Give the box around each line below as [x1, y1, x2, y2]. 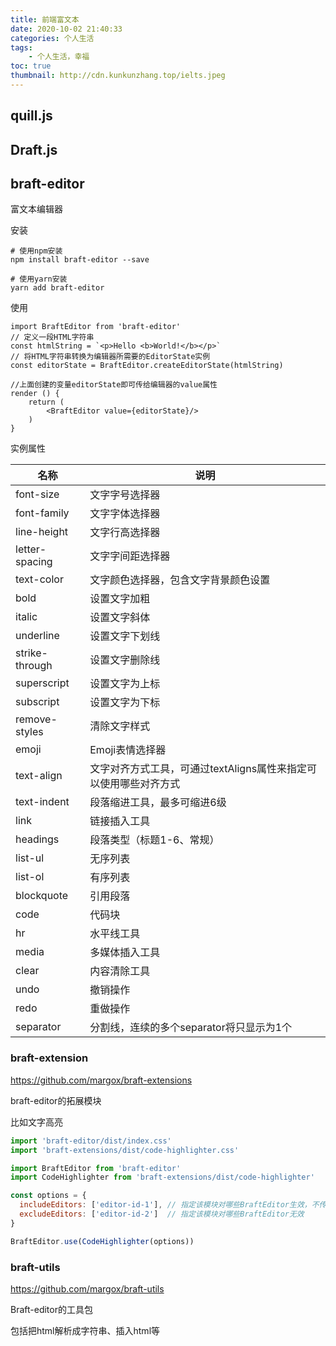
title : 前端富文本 [10, 14, 80, 25]
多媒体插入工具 [89, 946, 161, 960]
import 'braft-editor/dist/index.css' [10, 1136, 172, 1146]
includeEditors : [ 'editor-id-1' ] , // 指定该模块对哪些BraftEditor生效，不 [19, 1200, 320, 1210]
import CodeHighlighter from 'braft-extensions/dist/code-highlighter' [10, 1172, 315, 1183]
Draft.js [10, 141, 58, 158]
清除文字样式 [89, 719, 151, 733]
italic [15, 610, 38, 624]
